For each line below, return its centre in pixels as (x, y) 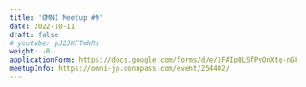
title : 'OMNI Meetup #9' (56, 18)
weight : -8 (30, 52)
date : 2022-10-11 (42, 26)
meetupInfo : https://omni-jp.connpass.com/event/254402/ (120, 69)
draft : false (34, 34)
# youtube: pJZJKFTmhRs (55, 43)
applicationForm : (42, 60)
